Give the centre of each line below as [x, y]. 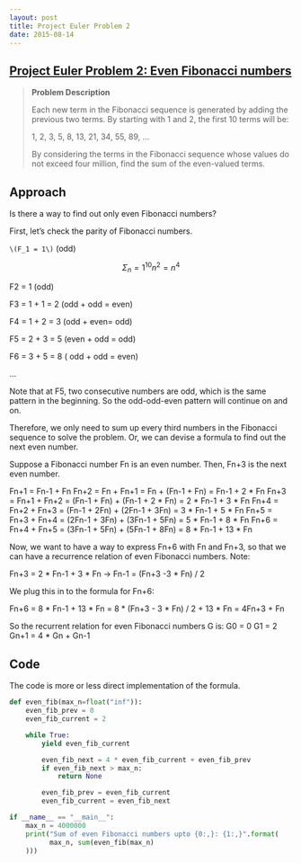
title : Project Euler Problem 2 [70, 26]
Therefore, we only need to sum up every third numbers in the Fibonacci [143, 428]
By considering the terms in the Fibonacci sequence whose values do [160, 155]
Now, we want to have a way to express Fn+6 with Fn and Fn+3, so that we [148, 547]
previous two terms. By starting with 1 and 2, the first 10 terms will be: [160, 120]
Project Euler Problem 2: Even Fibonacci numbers [150, 71]
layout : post [34, 18]
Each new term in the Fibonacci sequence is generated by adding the [160, 110]
